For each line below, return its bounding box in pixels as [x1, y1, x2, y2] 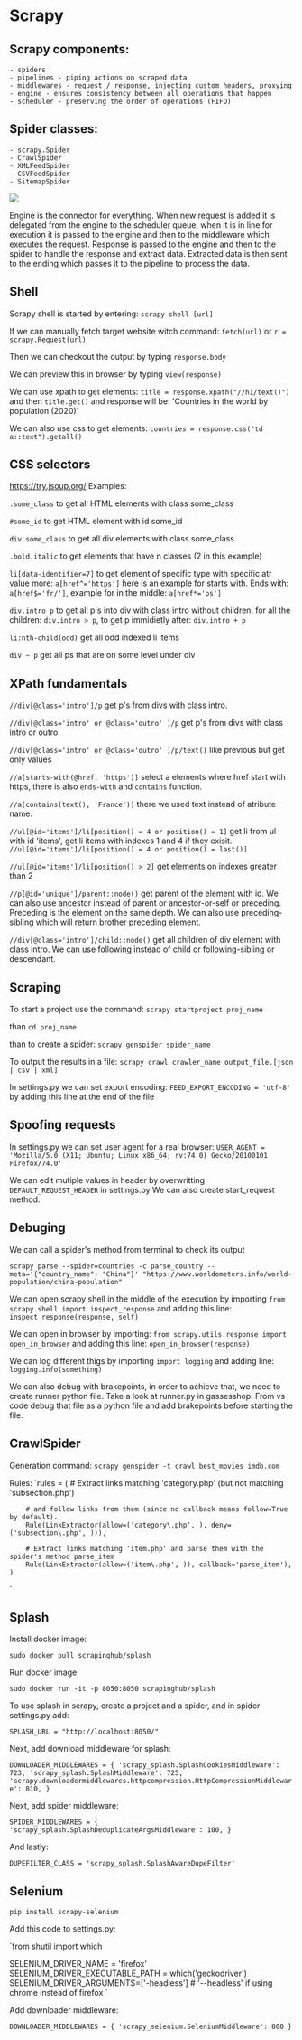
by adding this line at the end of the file [9, 1091, 155, 1103]
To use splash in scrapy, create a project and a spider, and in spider [9, 1700, 261, 1711]
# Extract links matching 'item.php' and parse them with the [25, 1544, 264, 1553]
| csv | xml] [9, 1066, 59, 1076]
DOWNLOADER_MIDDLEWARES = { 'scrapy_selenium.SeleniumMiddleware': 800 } [9, 2022, 293, 2032]
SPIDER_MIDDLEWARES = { [9, 1818, 99, 1827]
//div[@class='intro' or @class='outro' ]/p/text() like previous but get [9, 745, 286, 756]
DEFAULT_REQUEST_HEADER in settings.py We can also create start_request [9, 1184, 275, 1195]
